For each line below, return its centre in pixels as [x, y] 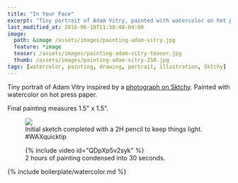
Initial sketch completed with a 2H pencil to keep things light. [114, 129]
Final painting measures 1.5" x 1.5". [58, 108]
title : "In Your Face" [41, 14]
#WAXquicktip [46, 136]
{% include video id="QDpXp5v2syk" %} [85, 150]
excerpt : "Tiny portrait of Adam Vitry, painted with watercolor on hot [117, 21]
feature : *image [38, 47]
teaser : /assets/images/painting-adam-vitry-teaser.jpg [98, 54]
